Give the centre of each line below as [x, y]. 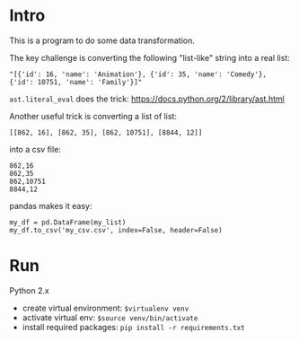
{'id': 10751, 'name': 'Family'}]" [76, 82]
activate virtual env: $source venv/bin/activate [110, 317]
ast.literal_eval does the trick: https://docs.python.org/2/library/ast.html [147, 99]
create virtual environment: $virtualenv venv [106, 308]
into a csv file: [35, 149]
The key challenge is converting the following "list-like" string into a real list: [149, 57]
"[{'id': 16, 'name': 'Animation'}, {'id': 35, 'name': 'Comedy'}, [138, 74]
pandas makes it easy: [51, 205]
